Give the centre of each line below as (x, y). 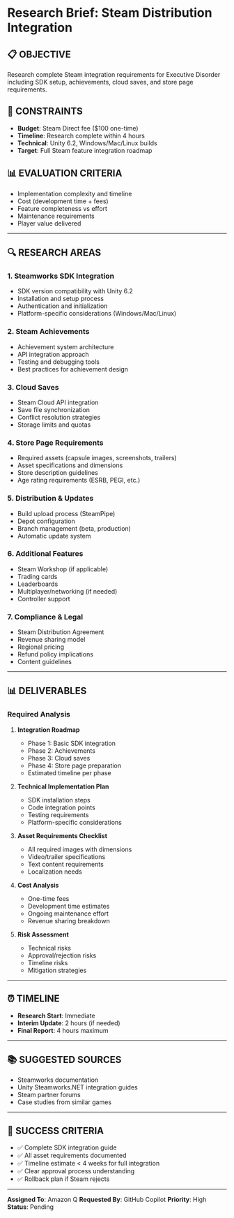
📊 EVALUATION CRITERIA (65, 174)
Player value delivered (49, 223)
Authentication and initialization (62, 306)
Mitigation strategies (57, 970)
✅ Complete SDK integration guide (67, 1147)
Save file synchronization (54, 409)
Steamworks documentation (58, 1080)
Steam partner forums (49, 1095)
